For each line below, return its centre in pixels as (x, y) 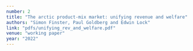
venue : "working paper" (36, 33)
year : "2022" (22, 39)
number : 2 (18, 11)
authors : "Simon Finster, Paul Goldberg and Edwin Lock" (78, 22)
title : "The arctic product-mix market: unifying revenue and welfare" (97, 17)
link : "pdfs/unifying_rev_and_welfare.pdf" (61, 28)
